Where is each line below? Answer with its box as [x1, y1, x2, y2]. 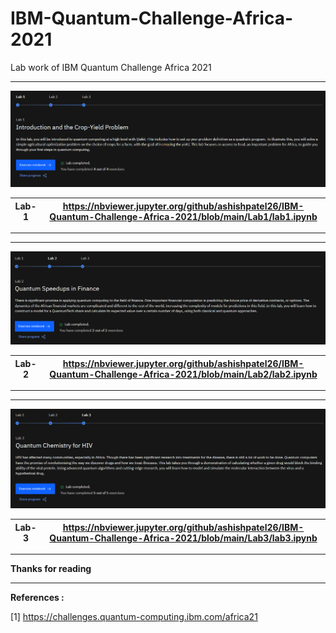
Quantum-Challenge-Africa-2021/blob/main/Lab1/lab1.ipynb [49, 210, 318, 222]
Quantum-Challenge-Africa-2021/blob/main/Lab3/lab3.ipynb [49, 532, 318, 544]
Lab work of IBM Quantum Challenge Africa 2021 [10, 61, 212, 73]
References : [10, 592, 65, 604]
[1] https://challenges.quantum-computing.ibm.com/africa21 [10, 611, 258, 623]
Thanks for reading [10, 563, 92, 575]
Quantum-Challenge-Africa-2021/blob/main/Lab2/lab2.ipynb [49, 368, 318, 380]
